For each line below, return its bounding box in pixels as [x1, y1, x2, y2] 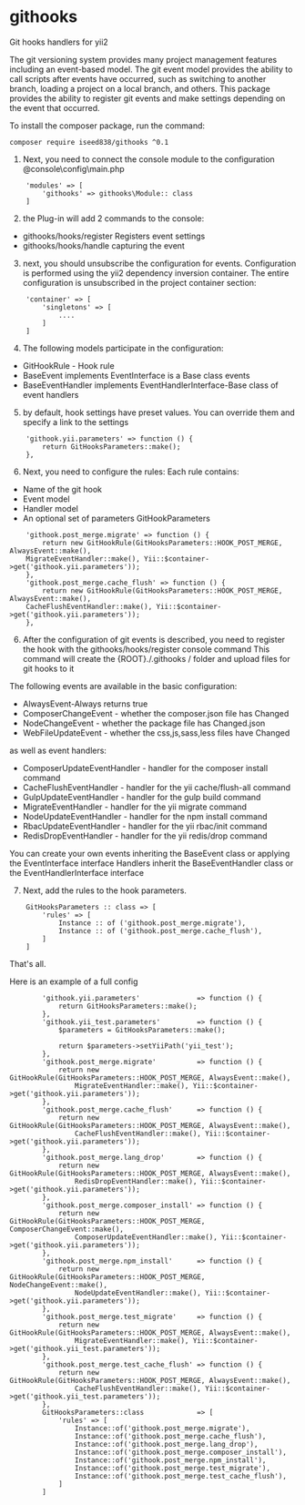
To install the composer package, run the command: [9, 120, 206, 131]
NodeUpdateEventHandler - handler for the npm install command [22, 810, 268, 821]
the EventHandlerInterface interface [9, 867, 144, 878]
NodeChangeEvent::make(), [9, 1280, 107, 1289]
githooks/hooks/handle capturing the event [22, 239, 185, 251]
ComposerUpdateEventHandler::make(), [74, 1232, 219, 1242]
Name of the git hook [22, 483, 103, 494]
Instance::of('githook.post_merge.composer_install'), [74, 1448, 287, 1457]
